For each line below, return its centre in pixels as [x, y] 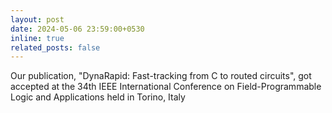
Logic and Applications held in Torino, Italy [98, 97]
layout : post [37, 19]
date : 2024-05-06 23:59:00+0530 [77, 29]
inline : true [37, 38]
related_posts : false [55, 47]
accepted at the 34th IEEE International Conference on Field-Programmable [166, 87]
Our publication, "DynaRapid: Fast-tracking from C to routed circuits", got [161, 76]
